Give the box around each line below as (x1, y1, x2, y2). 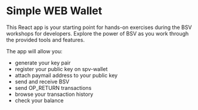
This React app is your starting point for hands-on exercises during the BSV (6, 24, 192, 31)
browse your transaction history (14, 90, 94, 98)
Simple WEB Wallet (6, 4, 103, 18)
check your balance (14, 96, 64, 104)
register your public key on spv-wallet (14, 65, 108, 72)
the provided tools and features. (6, 36, 85, 43)
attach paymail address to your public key (14, 72, 118, 79)
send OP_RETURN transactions (14, 84, 92, 91)
